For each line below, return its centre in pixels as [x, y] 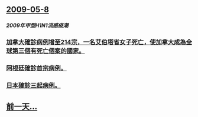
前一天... [22, 106]
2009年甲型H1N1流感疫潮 [37, 25]
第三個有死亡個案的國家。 [48, 51]
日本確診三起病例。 [33, 86]
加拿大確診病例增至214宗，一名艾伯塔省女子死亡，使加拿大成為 [96, 42]
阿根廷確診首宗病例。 [36, 68]
